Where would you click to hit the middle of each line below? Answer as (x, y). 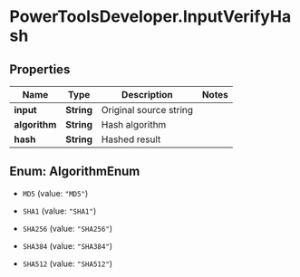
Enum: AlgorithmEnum (75, 172)
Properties (40, 69)
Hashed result (131, 139)
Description (147, 95)
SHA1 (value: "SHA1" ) (59, 211)
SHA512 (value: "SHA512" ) (68, 263)
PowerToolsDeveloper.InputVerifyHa (150, 17)
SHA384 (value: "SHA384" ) (68, 245)
